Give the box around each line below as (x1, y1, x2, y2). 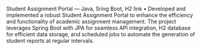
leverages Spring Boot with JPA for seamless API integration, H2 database (6, 24, 191, 31)
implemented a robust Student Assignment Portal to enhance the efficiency (6, 11, 193, 19)
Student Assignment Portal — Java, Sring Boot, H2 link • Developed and (6, 5, 186, 12)
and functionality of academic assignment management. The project (6, 18, 176, 25)
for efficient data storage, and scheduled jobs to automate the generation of (6, 31, 195, 38)
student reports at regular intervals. (6, 37, 95, 44)
